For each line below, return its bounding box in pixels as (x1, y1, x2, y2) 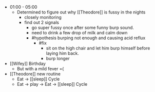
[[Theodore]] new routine (9, 71, 61, 77)
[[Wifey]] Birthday (9, 61, 46, 66)
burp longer (46, 56, 70, 61)
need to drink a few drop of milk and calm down (31, 30, 128, 35)
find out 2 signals (24, 19, 59, 25)
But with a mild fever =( (17, 66, 64, 72)
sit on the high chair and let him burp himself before (46, 46, 150, 51)
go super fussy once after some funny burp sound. (31, 25, 134, 31)
